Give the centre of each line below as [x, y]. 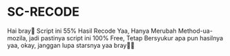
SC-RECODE [44, 12]
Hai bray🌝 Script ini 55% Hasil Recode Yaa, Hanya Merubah [92, 31]
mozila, [17, 38]
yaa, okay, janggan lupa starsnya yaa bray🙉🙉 [71, 45]
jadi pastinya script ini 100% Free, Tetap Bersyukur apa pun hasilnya [126, 38]
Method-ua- [195, 31]
